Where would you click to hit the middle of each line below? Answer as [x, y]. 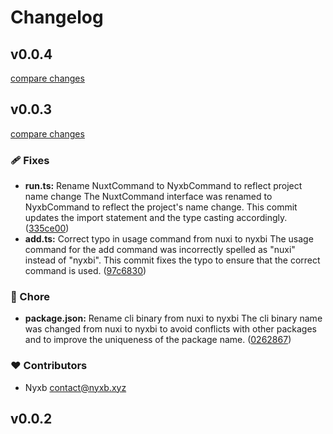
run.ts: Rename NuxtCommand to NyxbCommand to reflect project [163, 186]
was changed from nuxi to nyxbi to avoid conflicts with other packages [170, 329]
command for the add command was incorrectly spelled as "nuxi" [160, 250]
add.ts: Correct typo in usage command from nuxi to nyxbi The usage [169, 239]
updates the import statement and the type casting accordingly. [156, 218]
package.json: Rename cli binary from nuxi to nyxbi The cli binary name [173, 318]
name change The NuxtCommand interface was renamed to [148, 197]
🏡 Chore [30, 297]
